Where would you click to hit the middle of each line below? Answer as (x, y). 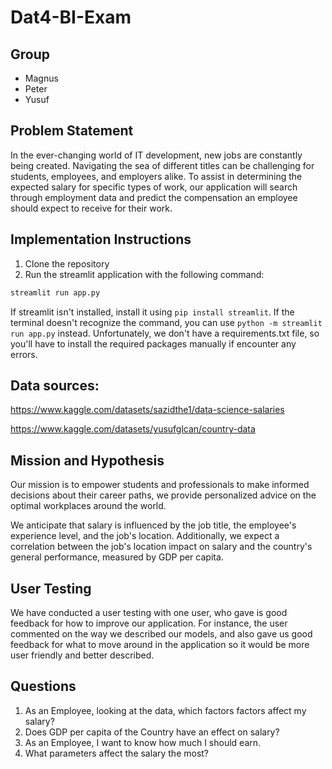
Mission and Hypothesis (87, 460)
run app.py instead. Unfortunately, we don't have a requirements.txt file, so (165, 333)
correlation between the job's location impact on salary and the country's (161, 547)
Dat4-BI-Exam (71, 17)
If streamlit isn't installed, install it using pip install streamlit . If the (152, 312)
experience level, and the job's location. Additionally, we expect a (145, 536)
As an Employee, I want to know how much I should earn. (143, 742)
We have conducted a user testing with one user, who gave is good (149, 612)
